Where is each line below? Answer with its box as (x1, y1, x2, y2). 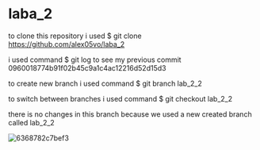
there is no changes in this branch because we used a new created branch (8, 109, 252, 119)
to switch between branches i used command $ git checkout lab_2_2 (8, 94, 232, 103)
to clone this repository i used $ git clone (8, 31, 142, 40)
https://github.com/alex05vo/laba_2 (8, 39, 125, 48)
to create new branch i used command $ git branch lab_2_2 (8, 79, 202, 88)
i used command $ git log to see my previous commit (8, 55, 182, 64)
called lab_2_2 (8, 117, 55, 127)
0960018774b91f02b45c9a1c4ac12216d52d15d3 (8, 63, 166, 72)
